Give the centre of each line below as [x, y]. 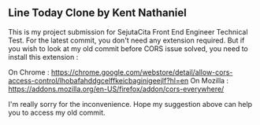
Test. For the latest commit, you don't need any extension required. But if [126, 40]
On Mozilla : [210, 80]
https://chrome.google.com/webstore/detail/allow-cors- [142, 72]
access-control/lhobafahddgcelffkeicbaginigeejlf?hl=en [98, 80]
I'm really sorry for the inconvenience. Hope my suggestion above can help [130, 104]
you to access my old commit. [57, 112]
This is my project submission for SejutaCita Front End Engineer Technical [128, 31]
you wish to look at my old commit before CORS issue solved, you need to [128, 48]
